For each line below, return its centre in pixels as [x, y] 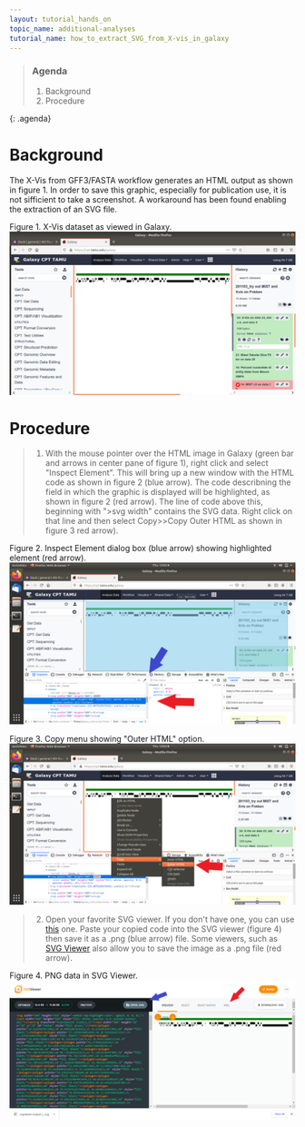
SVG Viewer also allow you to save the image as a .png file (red [163, 948]
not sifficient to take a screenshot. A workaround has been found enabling [148, 199]
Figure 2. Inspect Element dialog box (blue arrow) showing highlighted [141, 549]
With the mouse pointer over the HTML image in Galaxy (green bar [170, 453]
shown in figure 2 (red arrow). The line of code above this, [154, 502]
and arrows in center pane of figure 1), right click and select [157, 463]
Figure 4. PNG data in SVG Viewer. [74, 975]
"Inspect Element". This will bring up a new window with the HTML [170, 473]
